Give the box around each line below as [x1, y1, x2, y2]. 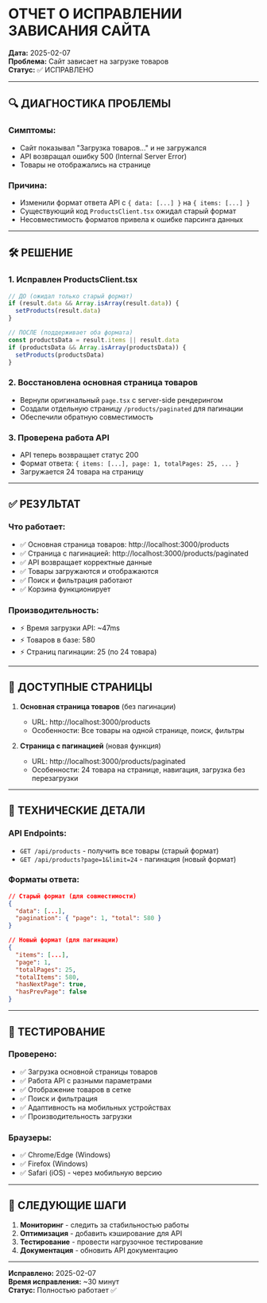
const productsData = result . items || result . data [8, 336, 180, 344]
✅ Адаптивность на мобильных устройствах [19, 1102, 172, 1112]
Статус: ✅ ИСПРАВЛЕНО [8, 64, 94, 74]
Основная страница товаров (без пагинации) [19, 701, 176, 711]
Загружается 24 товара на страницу [19, 467, 145, 477]
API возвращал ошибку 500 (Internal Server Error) [19, 151, 188, 161]
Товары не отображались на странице [19, 160, 151, 170]
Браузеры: [8, 1132, 52, 1143]
